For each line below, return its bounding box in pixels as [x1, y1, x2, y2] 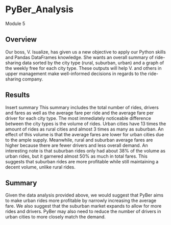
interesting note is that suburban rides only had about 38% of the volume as [5, 147, 166, 154]
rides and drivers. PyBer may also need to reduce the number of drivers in [5, 208, 162, 215]
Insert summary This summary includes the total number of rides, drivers [5, 104, 159, 110]
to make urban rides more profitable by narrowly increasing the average [5, 197, 157, 204]
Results [5, 91, 30, 99]
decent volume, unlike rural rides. [5, 164, 76, 170]
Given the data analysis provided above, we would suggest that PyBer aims [5, 192, 164, 198]
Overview [5, 35, 37, 44]
